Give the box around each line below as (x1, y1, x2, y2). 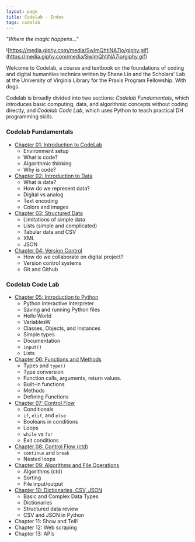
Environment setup (23, 147, 69, 154)
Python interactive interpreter (23, 299, 95, 306)
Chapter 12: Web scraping (14, 524, 77, 531)
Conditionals (23, 405, 54, 413)
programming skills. (6, 113, 54, 120)
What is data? (23, 178, 57, 185)
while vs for (23, 430, 54, 437)
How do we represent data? (23, 185, 90, 192)
